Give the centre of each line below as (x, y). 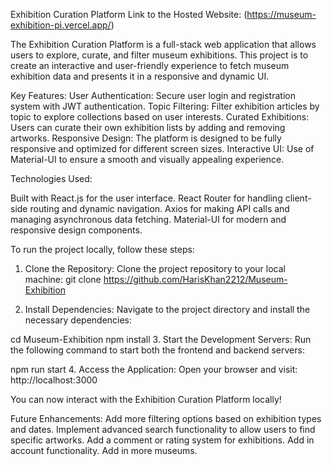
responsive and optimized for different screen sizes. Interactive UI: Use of (162, 148)
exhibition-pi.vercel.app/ (61, 25)
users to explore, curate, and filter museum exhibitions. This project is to (159, 55)
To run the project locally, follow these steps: (102, 249)
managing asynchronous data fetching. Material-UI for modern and (148, 219)
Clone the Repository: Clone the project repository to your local (155, 268)
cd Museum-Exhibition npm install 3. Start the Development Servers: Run (161, 339)
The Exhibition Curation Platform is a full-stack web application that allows (163, 44)
